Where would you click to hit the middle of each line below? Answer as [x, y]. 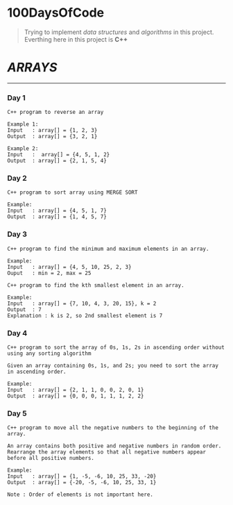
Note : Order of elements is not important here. [80, 495]
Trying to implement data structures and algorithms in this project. [119, 32]
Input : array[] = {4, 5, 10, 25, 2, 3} [69, 267]
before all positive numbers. [51, 458]
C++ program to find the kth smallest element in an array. [96, 285]
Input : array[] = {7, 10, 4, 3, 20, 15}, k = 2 [82, 304]
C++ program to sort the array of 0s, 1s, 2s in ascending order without [116, 348]
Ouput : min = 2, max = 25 [49, 273]
